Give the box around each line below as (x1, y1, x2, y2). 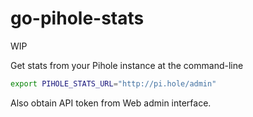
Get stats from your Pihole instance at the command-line (10, 59, 244, 71)
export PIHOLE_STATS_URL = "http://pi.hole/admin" (10, 78, 217, 89)
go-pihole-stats (10, 7, 145, 30)
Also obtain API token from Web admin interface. (10, 97, 212, 109)
